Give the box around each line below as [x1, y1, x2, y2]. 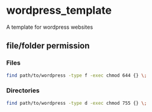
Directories [6, 86, 40, 95]
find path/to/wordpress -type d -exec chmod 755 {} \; [6, 100, 147, 106]
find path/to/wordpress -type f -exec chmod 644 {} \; [6, 72, 147, 78]
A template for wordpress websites [6, 23, 93, 31]
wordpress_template [6, 4, 112, 17]
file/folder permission [6, 41, 90, 51]
